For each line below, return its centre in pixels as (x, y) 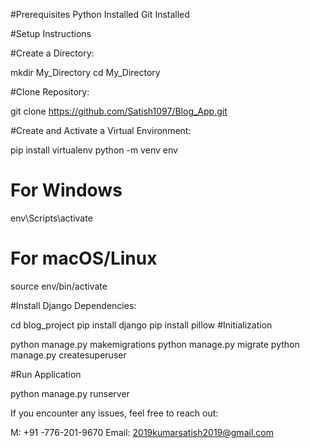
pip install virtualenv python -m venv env (94, 150)
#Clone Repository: (50, 92)
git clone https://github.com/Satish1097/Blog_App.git (119, 111)
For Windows (66, 190)
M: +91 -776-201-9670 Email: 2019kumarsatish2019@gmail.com (142, 432)
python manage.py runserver (70, 393)
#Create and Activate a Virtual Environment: (101, 130)
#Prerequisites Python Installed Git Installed (100, 14)
